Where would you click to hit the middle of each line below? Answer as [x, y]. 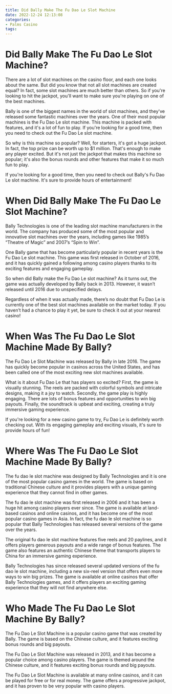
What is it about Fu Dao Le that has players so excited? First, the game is [82, 382]
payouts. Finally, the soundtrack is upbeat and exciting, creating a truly [80, 404]
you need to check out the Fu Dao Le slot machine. [59, 133]
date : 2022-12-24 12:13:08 [34, 15]
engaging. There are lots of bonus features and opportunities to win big [81, 398]
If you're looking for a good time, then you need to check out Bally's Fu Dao [85, 175]
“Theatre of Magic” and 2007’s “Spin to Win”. [53, 242]
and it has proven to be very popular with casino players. [65, 686]
